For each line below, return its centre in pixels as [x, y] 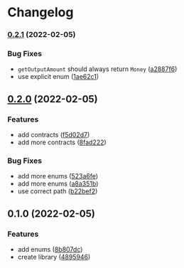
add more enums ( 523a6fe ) [58, 176]
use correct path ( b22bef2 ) [58, 191]
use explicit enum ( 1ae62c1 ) [58, 77]
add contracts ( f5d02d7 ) [54, 135]
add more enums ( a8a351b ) [58, 184]
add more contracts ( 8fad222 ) [62, 142]
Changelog [40, 12]
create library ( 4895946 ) [54, 257]
